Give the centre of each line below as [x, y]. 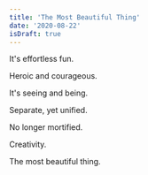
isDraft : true [35, 34]
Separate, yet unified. [48, 110]
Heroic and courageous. [53, 76]
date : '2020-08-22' [45, 26]
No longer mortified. [46, 127]
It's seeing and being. [49, 93]
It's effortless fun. [42, 59]
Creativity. [28, 145]
